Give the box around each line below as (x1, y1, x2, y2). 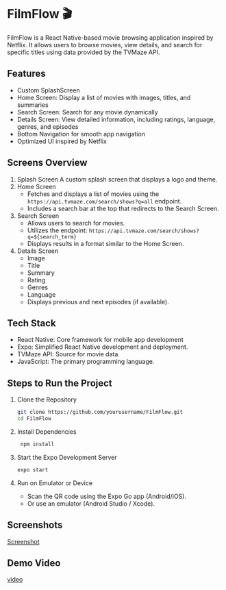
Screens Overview (7, 157, 88, 169)
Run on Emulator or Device (16, 478, 93, 487)
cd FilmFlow (16, 415, 51, 422)
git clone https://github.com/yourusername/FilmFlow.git (16, 409, 184, 416)
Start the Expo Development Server (16, 453, 118, 461)
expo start (16, 466, 49, 474)
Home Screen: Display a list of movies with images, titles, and (16, 93, 191, 101)
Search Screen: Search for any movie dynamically (16, 108, 159, 116)
